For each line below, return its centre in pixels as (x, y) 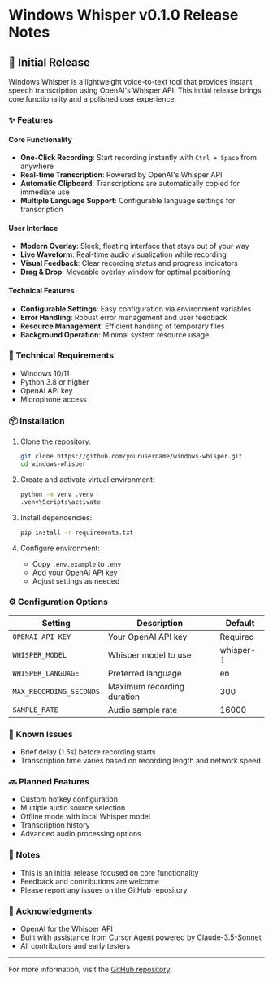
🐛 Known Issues (41, 734)
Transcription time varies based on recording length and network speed (141, 761)
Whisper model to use (149, 654)
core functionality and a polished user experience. (93, 99)
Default (240, 623)
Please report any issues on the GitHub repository (104, 890)
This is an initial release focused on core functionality (109, 872)
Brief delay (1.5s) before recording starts (88, 752)
